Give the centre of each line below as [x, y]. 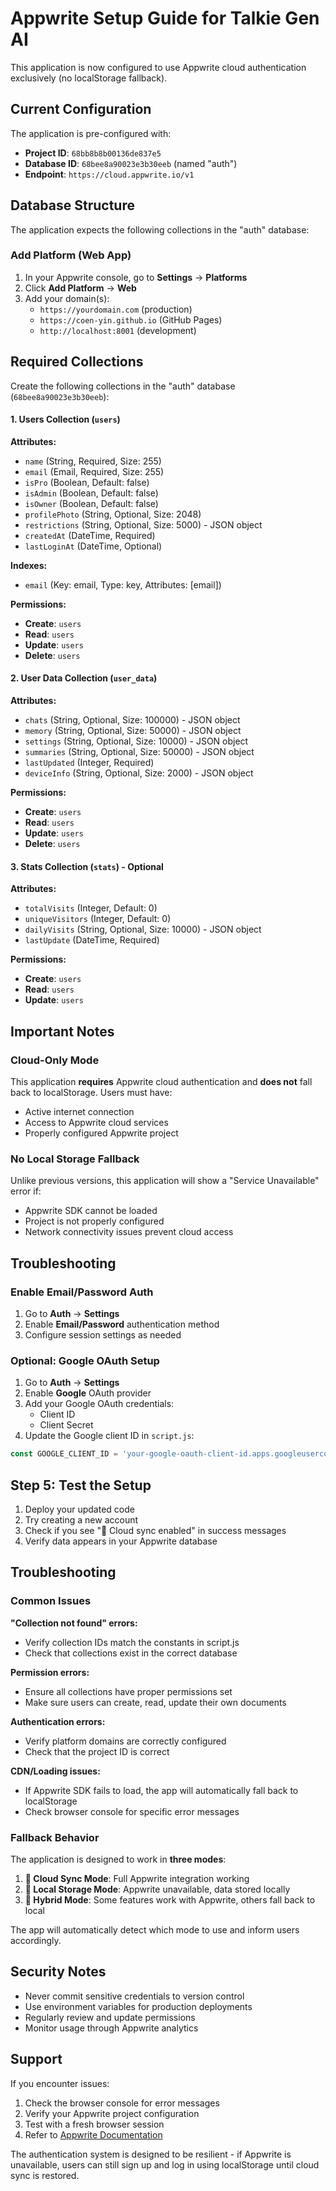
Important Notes [62, 1031]
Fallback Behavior [55, 1837]
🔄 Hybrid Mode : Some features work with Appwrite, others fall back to [170, 1899]
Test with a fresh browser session [94, 2124]
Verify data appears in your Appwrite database [121, 1541]
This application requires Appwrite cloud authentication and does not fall [161, 1081]
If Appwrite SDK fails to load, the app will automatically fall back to [161, 1790]
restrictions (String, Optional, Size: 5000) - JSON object [143, 524]
